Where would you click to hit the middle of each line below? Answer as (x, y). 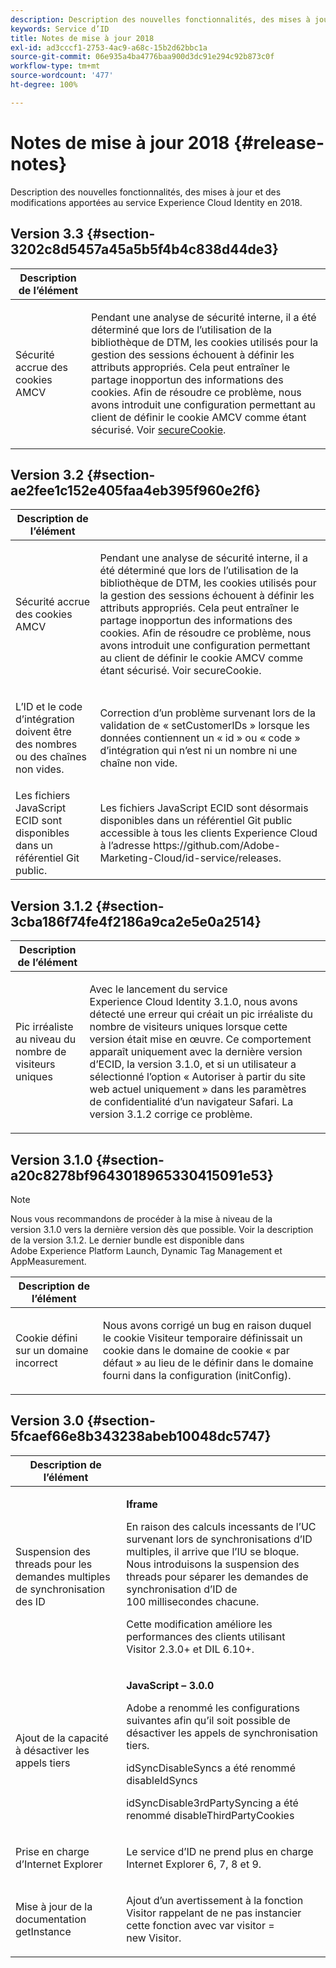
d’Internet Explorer (59, 1864)
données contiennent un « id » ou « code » (200, 738)
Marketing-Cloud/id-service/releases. (190, 858)
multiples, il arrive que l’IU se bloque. (213, 1551)
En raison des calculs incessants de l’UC (221, 1526)
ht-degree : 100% (44, 85)
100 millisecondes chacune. (193, 1601)
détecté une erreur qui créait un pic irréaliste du (201, 1014)
